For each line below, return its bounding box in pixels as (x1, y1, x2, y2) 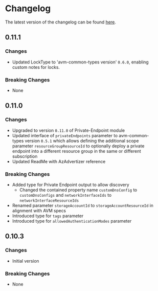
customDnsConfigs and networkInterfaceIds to (19, 192, 112, 198)
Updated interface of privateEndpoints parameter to (12, 132, 118, 138)
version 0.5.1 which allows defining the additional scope (24, 138, 139, 144)
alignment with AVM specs (12, 208, 66, 213)
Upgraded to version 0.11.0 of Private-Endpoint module (12, 127, 125, 133)
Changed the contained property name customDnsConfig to (19, 187, 137, 193)
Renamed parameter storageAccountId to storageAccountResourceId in (12, 202, 154, 208)
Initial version (12, 258, 39, 264)
